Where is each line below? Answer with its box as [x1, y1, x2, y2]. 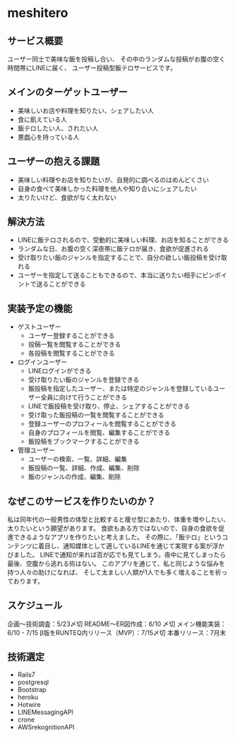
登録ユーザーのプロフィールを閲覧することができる [28, 420, 176, 428]
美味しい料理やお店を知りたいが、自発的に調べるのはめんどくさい [17, 175, 210, 184]
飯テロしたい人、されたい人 [17, 123, 99, 132]
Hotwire [17, 700, 41, 708]
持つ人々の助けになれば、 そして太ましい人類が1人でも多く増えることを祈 [7, 568, 222, 576]
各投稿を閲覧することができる [28, 349, 115, 358]
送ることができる [36, 280, 86, 289]
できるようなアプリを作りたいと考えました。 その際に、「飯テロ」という [13, 533, 222, 541]
